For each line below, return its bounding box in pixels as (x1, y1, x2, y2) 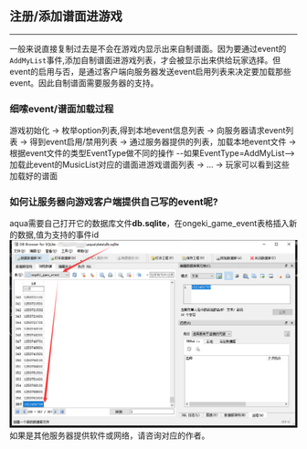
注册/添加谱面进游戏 (9, 8, 123, 25)
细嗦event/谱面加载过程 (9, 102, 114, 115)
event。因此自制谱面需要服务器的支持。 (9, 77, 159, 89)
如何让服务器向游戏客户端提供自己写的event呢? (9, 195, 218, 208)
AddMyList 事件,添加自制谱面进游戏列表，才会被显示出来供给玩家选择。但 (9, 54, 281, 66)
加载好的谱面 (9, 171, 58, 182)
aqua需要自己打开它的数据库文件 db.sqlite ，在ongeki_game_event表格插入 (9, 218, 290, 229)
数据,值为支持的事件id (16, 229, 99, 240)
